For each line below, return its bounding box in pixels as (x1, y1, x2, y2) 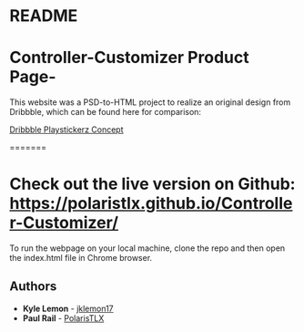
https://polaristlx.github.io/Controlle (9, 193, 293, 214)
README (9, 5, 78, 26)
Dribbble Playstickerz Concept (9, 124, 124, 135)
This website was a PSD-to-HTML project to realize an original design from (9, 97, 291, 108)
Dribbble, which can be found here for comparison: (9, 107, 202, 118)
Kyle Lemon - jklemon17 (22, 303, 114, 314)
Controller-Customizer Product (9, 47, 249, 68)
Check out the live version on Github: (9, 174, 296, 194)
